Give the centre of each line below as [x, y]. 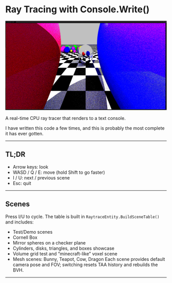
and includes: [20, 222]
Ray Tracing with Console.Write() [78, 9]
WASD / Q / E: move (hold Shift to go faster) [59, 172]
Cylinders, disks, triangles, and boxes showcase [63, 248]
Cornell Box [25, 237]
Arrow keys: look [30, 167]
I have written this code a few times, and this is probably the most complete [85, 128]
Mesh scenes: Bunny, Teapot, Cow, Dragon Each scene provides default [89, 259]
